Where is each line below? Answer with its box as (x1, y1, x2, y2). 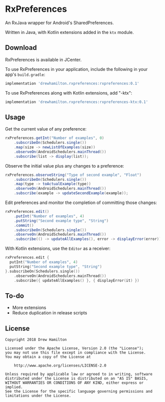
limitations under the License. (5, 393, 71, 399)
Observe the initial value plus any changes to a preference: (5, 163, 124, 168)
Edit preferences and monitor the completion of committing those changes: (5, 200, 157, 205)
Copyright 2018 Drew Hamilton (5, 337, 67, 342)
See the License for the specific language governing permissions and (5, 389, 153, 394)
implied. (5, 385, 23, 390)
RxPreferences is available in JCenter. (5, 57, 82, 63)
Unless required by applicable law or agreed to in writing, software (5, 372, 153, 377)
